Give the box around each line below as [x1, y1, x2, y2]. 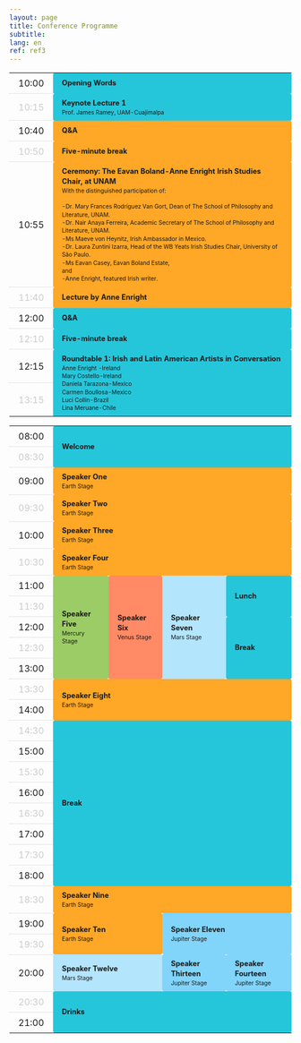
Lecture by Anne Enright [61, 293, 148, 303]
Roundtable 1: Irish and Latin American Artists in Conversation [61, 354, 281, 363]
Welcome [61, 442, 96, 452]
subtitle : [9, 30, 47, 38]
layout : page [9, 13, 58, 22]
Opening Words [61, 78, 116, 88]
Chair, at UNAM [61, 176, 116, 186]
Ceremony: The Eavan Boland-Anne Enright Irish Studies [61, 167, 262, 175]
